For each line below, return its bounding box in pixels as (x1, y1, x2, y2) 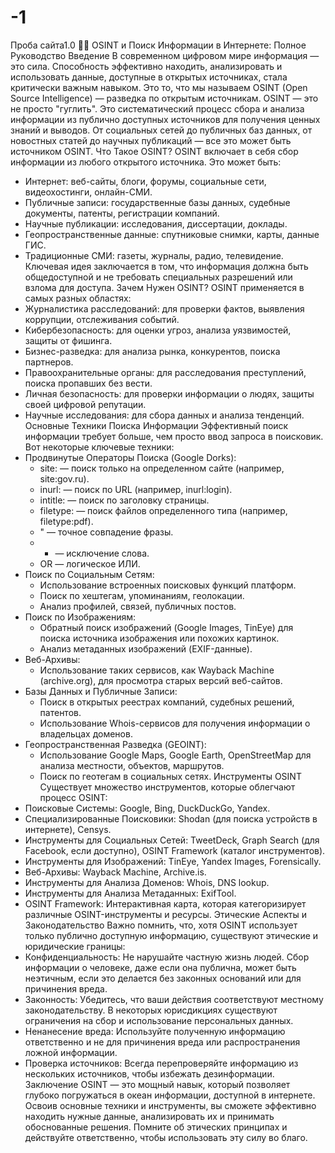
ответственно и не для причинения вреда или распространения (24, 1036, 301, 1048)
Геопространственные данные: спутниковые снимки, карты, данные (24, 228, 320, 240)
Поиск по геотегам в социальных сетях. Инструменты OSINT (39, 770, 302, 782)
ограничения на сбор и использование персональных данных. (24, 1014, 294, 1026)
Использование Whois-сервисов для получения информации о (39, 717, 311, 729)
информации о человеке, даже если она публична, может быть (24, 961, 297, 973)
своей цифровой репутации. (24, 398, 147, 410)
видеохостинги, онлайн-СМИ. (24, 186, 153, 198)
